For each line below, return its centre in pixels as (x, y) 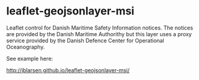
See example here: (30, 58)
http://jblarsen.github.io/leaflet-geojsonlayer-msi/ (68, 70)
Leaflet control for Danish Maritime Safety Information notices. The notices (100, 28)
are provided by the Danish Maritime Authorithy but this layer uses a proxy (99, 34)
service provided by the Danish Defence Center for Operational (85, 40)
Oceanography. (26, 47)
